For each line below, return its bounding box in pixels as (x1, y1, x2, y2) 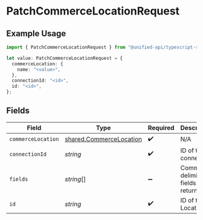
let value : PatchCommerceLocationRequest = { (6, 55, 123, 61)
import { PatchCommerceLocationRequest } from (6, 44, 126, 50)
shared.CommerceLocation (64, 135, 142, 143)
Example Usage (6, 28, 66, 39)
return (180, 186, 198, 195)
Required (147, 123, 175, 132)
